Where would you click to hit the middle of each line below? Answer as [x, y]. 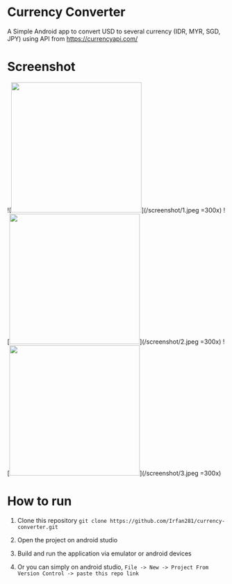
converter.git [38, 527]
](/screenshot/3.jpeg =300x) [181, 473]
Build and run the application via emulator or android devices [105, 553]
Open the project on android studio [67, 540]
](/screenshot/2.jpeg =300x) [181, 342]
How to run [40, 501]
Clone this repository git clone [62, 520]
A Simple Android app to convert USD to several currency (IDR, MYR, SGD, [114, 31]
